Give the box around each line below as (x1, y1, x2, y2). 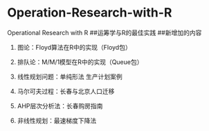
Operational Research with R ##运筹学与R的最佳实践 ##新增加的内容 (7, 28, 202, 37)
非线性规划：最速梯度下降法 (17, 116, 97, 125)
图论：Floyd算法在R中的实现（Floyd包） (17, 43, 131, 51)
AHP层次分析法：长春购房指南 (17, 101, 103, 110)
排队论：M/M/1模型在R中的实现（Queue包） (17, 57, 143, 66)
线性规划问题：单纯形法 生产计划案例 (17, 72, 122, 81)
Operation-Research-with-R (7, 5, 172, 21)
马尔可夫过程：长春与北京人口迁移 (17, 87, 115, 95)
